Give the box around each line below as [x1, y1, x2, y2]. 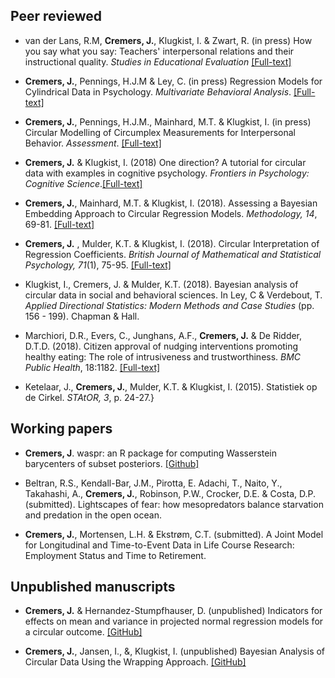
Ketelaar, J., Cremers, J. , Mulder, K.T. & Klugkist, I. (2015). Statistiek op [24, 380, 318, 393]
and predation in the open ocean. [24, 509, 162, 521]
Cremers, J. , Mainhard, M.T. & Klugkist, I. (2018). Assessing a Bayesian [24, 197, 318, 209]
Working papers [10, 420, 113, 438]
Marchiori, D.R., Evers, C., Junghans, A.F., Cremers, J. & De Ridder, [24, 329, 303, 341]
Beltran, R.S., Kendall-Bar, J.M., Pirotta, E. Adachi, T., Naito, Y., [24, 477, 283, 489]
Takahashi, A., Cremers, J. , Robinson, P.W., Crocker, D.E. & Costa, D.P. [24, 487, 317, 499]
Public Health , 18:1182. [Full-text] [24, 361, 161, 373]
